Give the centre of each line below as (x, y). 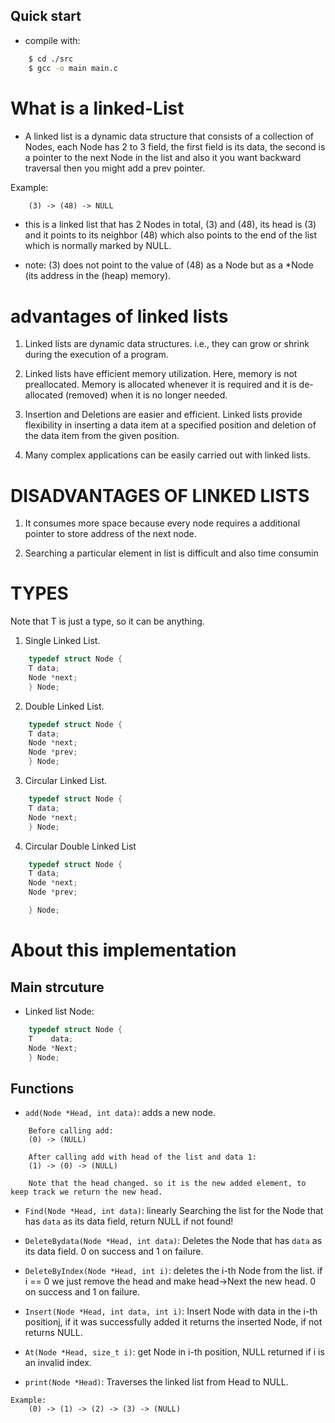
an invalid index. (58, 1363)
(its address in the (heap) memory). (98, 276)
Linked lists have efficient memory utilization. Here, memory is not (161, 374)
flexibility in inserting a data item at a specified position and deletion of (170, 425)
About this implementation (123, 950)
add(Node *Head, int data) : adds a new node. (120, 1113)
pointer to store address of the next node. (110, 534)
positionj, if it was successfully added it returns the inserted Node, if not (173, 1322)
